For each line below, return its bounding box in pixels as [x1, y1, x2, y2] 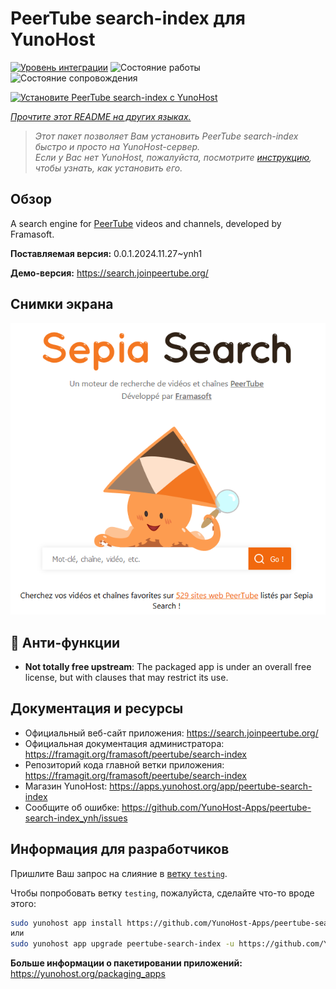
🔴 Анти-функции [10, 634, 121, 651]
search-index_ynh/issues [24, 812, 128, 824]
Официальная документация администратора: [24, 737, 225, 749]
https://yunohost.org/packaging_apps [10, 968, 166, 980]
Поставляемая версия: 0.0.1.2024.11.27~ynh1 [10, 247, 203, 259]
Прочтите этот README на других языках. [10, 110, 192, 122]
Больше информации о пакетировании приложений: [10, 957, 243, 969]
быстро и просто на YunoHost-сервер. [34, 140, 201, 152]
